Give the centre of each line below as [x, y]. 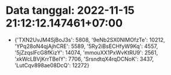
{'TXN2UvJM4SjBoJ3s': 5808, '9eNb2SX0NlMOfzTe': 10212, [90, 40]
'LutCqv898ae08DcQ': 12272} [52, 65]
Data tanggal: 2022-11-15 [70, 10]
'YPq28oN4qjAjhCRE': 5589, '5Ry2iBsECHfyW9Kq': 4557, [86, 46]
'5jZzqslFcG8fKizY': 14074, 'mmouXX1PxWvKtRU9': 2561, [86, 52]
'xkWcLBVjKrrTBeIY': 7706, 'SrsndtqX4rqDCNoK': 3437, [84, 59]
